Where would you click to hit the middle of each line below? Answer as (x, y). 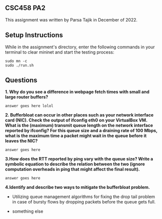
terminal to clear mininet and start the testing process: (60, 52)
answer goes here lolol (29, 106)
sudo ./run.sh (20, 65)
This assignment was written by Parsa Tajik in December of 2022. (71, 20)
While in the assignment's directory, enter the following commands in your (80, 47)
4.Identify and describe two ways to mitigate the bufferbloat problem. (78, 187)
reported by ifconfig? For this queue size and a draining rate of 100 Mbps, (81, 131)
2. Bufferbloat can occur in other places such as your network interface (79, 115)
